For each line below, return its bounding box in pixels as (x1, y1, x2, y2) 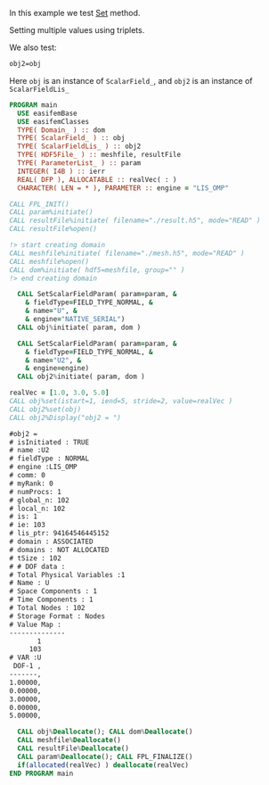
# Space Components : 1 (9, 587, 98, 596)
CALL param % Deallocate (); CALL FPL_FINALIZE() (17, 752, 193, 761)
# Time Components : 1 (9, 595, 94, 605)
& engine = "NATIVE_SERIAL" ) (25, 315, 126, 324)
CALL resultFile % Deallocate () (17, 744, 129, 753)
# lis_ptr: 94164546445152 (9, 529, 110, 538)
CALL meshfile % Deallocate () (17, 736, 122, 745)
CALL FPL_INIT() (9, 200, 69, 209)
